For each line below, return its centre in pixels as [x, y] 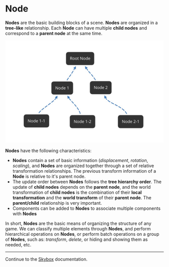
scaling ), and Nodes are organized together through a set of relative [83, 166]
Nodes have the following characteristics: [48, 151]
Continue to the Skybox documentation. [47, 259]
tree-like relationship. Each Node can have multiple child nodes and [76, 28]
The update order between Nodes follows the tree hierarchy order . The [87, 182]
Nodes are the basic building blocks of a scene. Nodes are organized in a [81, 23]
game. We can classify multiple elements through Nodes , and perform [78, 228]
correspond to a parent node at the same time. [54, 33]
